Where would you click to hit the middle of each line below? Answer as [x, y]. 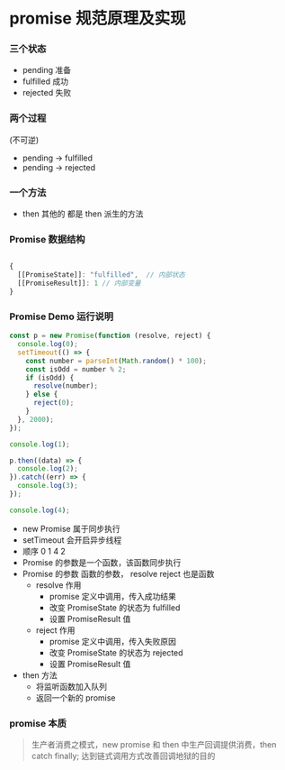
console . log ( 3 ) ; [48, 486]
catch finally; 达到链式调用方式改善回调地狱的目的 [123, 756]
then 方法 [40, 675]
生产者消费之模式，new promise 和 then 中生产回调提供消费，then [154, 745]
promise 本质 [38, 723]
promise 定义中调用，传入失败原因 [113, 641]
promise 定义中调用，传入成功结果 [113, 596]
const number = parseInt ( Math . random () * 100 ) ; [116, 361]
